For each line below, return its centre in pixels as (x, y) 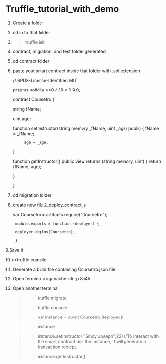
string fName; (27, 109)
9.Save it (15, 250)
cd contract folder (31, 61)
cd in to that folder (32, 32)
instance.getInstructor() (62, 356)
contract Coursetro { (34, 99)
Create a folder (28, 23)
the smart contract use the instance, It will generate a (92, 341)
